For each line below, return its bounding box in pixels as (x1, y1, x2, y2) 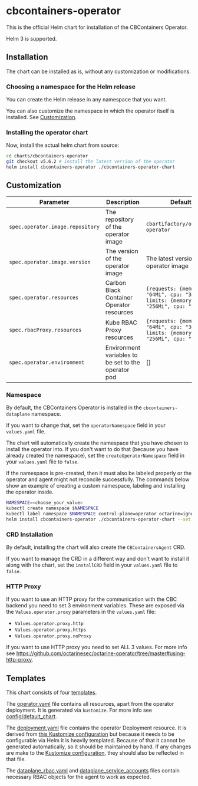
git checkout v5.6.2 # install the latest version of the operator (6, 159, 176, 165)
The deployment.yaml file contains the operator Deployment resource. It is (6, 724, 187, 731)
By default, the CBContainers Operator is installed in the (6, 404, 143, 411)
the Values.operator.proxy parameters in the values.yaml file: (6, 609, 156, 616)
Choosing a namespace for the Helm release (6, 83, 136, 91)
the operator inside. (6, 488, 54, 496)
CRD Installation (6, 530, 54, 538)
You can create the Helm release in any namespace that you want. (6, 96, 167, 103)
